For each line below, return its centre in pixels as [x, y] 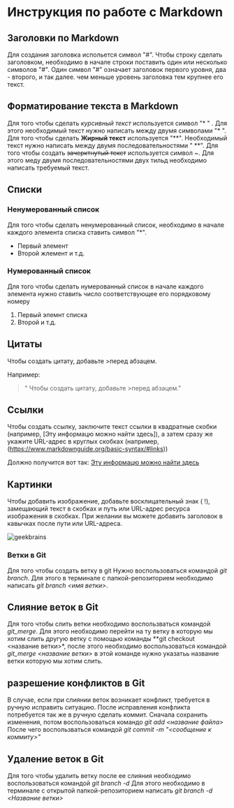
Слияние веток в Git [53, 607]
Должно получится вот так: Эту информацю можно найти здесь [103, 462]
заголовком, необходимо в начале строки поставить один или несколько [117, 62]
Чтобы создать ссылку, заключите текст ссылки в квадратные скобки [112, 427]
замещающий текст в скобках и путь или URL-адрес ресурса [99, 509]
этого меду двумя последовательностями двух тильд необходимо [107, 160]
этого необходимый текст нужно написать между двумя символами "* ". [117, 131]
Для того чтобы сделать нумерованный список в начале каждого [105, 286]
